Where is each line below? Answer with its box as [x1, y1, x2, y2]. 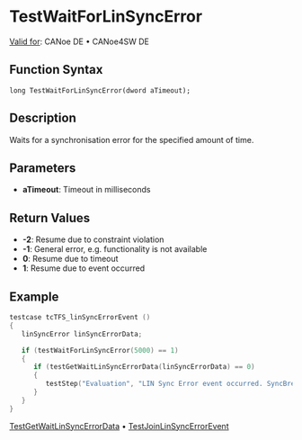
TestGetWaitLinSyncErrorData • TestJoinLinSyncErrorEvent [9, 420, 229, 431]
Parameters [9, 160, 76, 175]
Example [9, 289, 59, 304]
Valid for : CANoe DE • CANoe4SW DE [9, 36, 150, 47]
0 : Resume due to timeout [22, 254, 119, 265]
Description [9, 111, 76, 126]
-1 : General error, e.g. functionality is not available [22, 244, 208, 255]
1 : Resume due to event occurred [22, 263, 146, 274]
